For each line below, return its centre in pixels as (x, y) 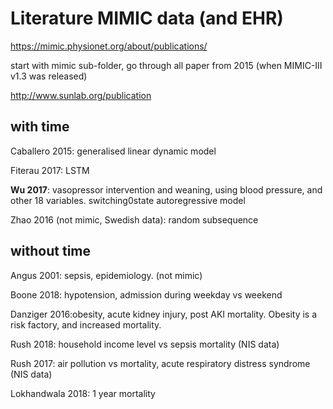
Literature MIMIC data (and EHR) (147, 18)
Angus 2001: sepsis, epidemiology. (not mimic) (106, 275)
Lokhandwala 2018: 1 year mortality (83, 393)
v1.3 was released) (49, 76)
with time (40, 127)
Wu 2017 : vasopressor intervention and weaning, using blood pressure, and (166, 189)
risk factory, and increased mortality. (86, 324)
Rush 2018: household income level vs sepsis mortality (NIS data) (145, 344)
